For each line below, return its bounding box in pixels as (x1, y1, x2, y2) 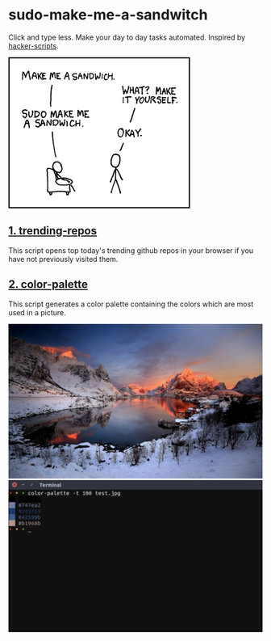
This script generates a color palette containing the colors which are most (8, 299, 254, 309)
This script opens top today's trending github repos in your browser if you (8, 245, 254, 255)
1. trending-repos (8, 224, 98, 238)
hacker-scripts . (8, 40, 59, 50)
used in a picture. (8, 307, 66, 317)
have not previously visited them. (8, 254, 119, 264)
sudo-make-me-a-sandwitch (8, 6, 208, 24)
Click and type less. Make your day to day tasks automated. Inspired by (8, 32, 246, 42)
